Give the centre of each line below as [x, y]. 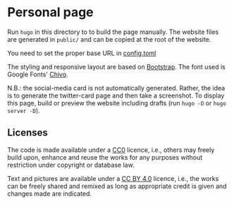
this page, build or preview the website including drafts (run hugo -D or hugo [117, 102]
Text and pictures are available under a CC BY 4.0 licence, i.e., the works [113, 178]
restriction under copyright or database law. [71, 165]
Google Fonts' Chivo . [38, 74]
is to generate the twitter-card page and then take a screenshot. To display [116, 95]
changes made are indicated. [50, 193]
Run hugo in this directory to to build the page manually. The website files [113, 32]
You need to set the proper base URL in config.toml [82, 53]
